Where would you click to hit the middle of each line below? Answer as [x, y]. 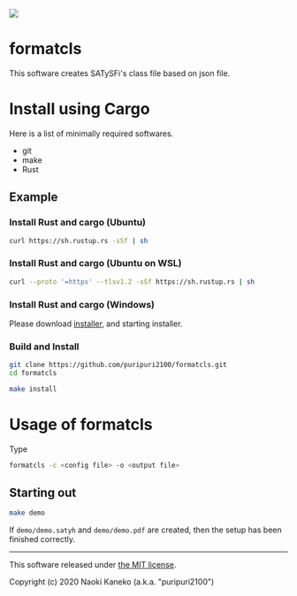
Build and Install [44, 347]
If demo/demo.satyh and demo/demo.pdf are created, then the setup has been [145, 530]
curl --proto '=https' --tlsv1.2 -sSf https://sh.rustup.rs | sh [132, 282]
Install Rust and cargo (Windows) [82, 304]
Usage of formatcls [81, 425]
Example [34, 198]
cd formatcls [33, 373]
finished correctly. [42, 539]
